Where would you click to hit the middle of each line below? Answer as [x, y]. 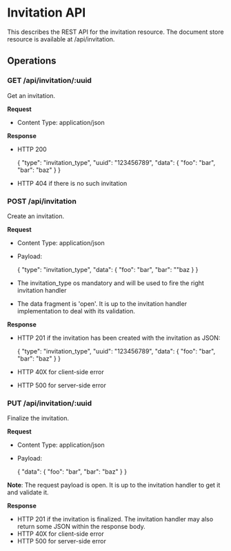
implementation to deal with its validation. [76, 311]
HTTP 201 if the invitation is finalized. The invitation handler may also [115, 519]
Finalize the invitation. [38, 418]
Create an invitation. [36, 216]
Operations [32, 61]
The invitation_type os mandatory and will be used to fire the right [111, 283]
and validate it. [28, 492]
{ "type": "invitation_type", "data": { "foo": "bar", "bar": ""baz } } [108, 269]
